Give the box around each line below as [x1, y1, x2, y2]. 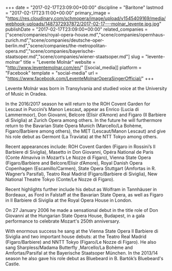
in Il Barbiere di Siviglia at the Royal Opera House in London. [5, 197, 132, 203]
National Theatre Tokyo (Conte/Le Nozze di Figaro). [5, 176, 114, 182]
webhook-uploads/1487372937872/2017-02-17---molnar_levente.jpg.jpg [5, 21, 160, 27]
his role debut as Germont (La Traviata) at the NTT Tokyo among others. [5, 134, 158, 139]
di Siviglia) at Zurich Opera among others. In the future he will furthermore [5, 117, 162, 123]
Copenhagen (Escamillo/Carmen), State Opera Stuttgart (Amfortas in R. [5, 166, 156, 171]
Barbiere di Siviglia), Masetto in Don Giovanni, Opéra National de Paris [5, 149, 154, 155]
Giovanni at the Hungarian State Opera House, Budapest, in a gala [5, 213, 145, 219]
